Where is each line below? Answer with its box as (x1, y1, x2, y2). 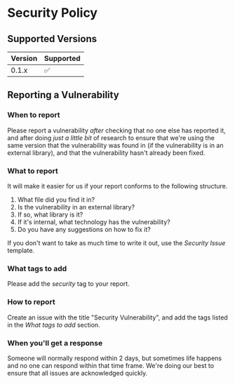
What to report (7, 166, 58, 176)
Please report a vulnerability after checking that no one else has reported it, (7, 126, 226, 135)
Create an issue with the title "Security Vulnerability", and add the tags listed (7, 313, 228, 322)
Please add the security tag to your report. (7, 280, 130, 288)
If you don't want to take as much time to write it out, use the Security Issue (7, 238, 226, 247)
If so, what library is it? (17, 210, 83, 219)
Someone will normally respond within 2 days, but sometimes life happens (7, 354, 222, 362)
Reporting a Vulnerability (7, 89, 119, 101)
